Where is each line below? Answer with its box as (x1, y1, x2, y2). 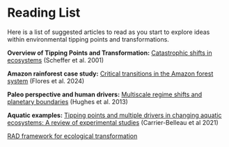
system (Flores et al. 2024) (7, 76, 85, 85)
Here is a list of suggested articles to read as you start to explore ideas (7, 28, 210, 36)
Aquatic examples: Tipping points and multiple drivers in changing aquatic (7, 111, 222, 119)
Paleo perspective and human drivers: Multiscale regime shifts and (7, 90, 203, 98)
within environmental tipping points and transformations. (7, 35, 169, 43)
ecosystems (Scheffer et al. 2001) (7, 55, 104, 64)
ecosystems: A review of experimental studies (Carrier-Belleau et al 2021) (7, 118, 219, 126)
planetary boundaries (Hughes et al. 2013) (7, 97, 129, 105)
